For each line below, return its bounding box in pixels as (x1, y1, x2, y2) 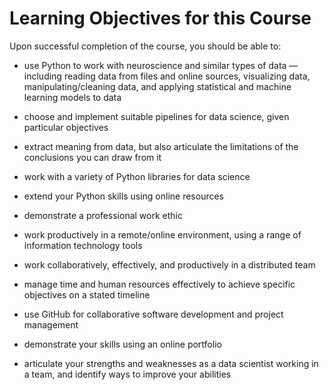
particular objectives (23, 121, 109, 133)
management (23, 318, 79, 331)
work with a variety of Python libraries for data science (23, 170, 251, 182)
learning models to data (23, 91, 122, 103)
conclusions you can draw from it (23, 151, 162, 163)
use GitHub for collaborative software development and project (23, 308, 284, 320)
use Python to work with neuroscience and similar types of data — (23, 59, 299, 71)
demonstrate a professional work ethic (23, 209, 183, 221)
